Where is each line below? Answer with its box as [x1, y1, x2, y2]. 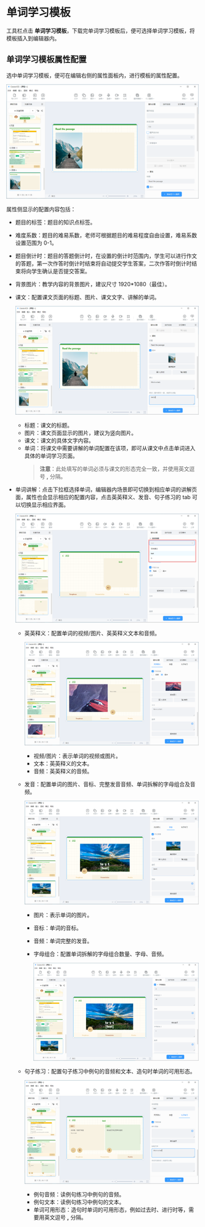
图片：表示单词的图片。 [33, 911, 93, 918]
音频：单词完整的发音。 [33, 937, 93, 944]
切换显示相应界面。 [20, 501, 69, 508]
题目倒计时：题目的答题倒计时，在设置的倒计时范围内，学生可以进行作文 [15, 252, 197, 259]
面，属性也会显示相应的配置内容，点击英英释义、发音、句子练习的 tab [15, 494, 191, 501]
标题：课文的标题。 [24, 421, 73, 429]
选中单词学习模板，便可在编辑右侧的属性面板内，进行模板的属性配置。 [6, 72, 183, 79]
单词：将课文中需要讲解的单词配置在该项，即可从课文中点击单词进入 [24, 445, 196, 452]
